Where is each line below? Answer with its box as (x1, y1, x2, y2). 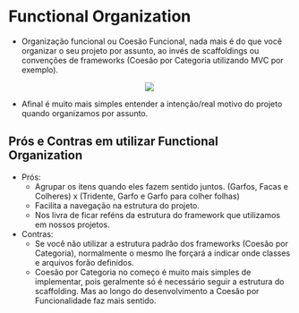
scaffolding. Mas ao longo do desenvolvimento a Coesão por (34, 285, 260, 296)
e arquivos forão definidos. (34, 257, 135, 267)
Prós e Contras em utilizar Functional (8, 134, 218, 149)
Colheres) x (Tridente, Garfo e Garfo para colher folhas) (34, 190, 241, 201)
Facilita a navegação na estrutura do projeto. (34, 199, 201, 211)
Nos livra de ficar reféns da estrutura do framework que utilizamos (34, 209, 281, 220)
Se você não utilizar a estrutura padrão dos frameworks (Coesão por (34, 238, 288, 249)
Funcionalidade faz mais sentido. (34, 295, 157, 306)
